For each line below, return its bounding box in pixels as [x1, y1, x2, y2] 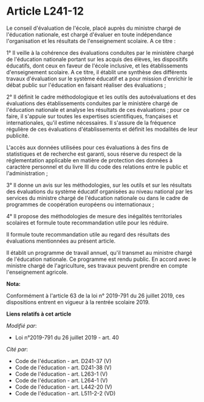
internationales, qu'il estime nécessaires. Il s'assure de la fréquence [6, 119, 176, 126]
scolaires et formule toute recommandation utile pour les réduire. [6, 219, 169, 226]
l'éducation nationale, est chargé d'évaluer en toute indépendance [6, 30, 172, 38]
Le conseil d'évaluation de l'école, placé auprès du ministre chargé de [6, 24, 182, 32]
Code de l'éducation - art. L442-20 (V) [15, 383, 112, 390]
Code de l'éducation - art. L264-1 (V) [15, 376, 108, 384]
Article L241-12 [6, 4, 84, 18]
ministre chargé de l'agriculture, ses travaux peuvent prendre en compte [6, 262, 188, 269]
